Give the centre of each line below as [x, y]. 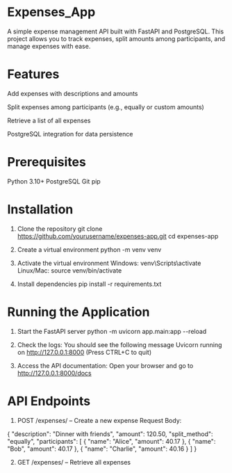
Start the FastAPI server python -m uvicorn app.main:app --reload [112, 331]
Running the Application [78, 312]
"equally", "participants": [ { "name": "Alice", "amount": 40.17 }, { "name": [111, 441]
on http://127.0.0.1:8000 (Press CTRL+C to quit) [84, 352]
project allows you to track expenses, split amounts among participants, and [116, 38]
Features [33, 74]
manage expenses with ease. [49, 46]
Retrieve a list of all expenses [49, 120]
